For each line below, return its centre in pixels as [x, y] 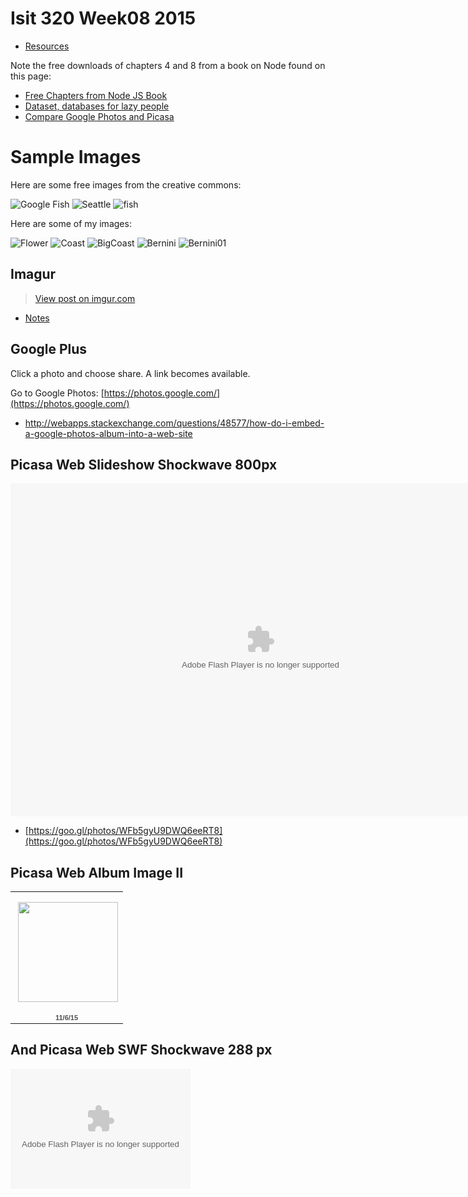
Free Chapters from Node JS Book [96, 95]
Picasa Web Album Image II [97, 872]
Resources [47, 46]
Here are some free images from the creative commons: [126, 184]
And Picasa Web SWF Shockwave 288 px [141, 1050]
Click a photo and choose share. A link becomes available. [130, 373]
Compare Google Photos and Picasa [99, 116]
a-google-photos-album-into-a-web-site [108, 433]
